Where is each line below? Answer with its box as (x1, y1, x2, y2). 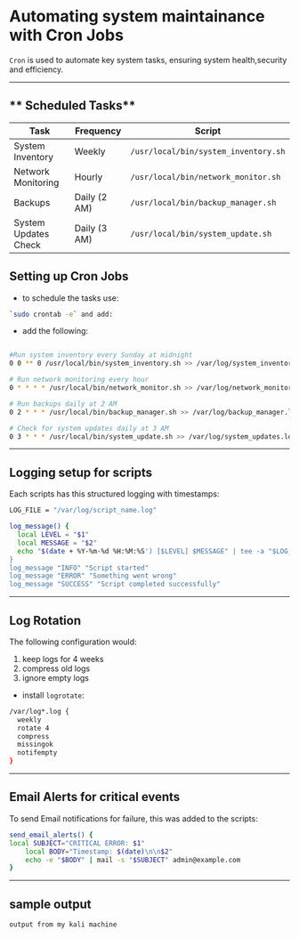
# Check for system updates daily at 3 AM (9, 424, 169, 433)
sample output (9, 896, 92, 911)
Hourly (74, 171, 103, 183)
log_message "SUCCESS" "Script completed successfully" (9, 580, 221, 589)
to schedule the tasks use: (21, 292, 119, 303)
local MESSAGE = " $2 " (17, 538, 98, 547)
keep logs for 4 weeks (21, 653, 104, 664)
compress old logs (21, 663, 91, 674)
